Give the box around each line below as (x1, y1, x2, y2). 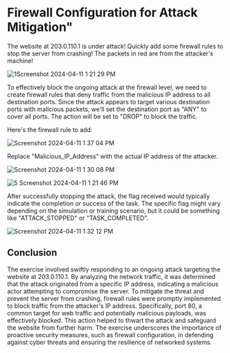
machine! (7, 56, 34, 64)
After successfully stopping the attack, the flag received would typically (7, 192, 211, 200)
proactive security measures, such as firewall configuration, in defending (7, 330, 214, 339)
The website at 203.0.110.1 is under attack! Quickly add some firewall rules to (7, 42, 224, 50)
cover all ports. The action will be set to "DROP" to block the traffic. (7, 112, 198, 121)
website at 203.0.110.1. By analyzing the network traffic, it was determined (7, 272, 216, 280)
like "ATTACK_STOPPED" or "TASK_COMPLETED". (7, 214, 149, 222)
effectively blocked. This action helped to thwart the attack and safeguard (7, 316, 216, 324)
